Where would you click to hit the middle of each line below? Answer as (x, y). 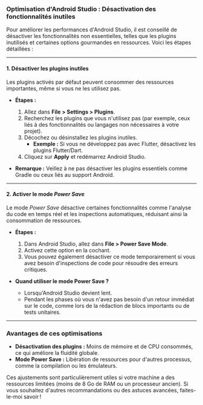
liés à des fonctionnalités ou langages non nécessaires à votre (101, 124)
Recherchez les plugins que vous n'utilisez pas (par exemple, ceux (107, 118)
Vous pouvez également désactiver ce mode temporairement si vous (109, 257)
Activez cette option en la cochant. (67, 250)
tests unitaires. (42, 312)
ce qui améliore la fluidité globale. (57, 353)
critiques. (36, 269)
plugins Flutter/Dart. (58, 150)
